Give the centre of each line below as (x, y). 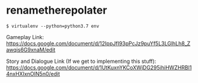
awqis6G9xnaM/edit (31, 50)
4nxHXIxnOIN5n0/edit (33, 74)
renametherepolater (57, 10)
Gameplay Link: (25, 37)
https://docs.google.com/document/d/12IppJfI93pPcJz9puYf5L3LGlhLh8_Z (98, 43)
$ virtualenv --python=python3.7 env (53, 26)
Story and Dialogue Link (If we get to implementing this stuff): (81, 61)
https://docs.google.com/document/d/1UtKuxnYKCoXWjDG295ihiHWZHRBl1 (99, 67)
